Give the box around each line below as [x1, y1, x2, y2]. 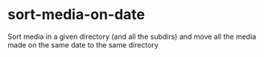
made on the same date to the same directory [7, 40, 159, 49]
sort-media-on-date [7, 6, 146, 24]
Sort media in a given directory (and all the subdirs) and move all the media [7, 32, 257, 41]
